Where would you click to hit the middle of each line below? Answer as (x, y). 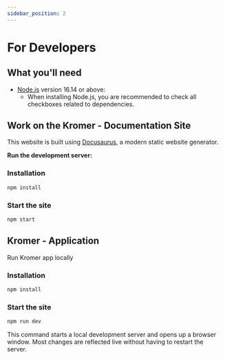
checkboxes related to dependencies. (81, 104)
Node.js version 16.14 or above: (61, 89)
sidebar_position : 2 (37, 13)
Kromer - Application (53, 241)
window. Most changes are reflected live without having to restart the (105, 342)
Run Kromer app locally (40, 257)
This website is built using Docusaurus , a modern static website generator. (113, 142)
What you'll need (44, 73)
